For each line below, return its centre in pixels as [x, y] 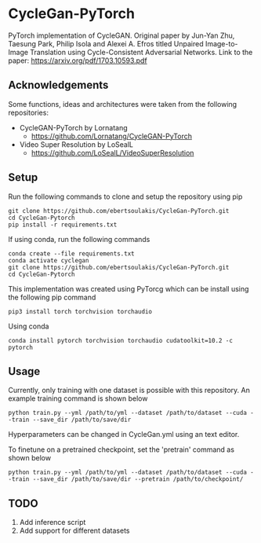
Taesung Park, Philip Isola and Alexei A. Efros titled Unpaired [106, 43]
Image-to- [221, 43]
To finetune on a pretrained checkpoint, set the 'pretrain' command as [121, 449]
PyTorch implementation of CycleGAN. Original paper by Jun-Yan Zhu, [121, 35]
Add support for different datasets [74, 530]
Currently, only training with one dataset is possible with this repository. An [129, 391]
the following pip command [52, 297]
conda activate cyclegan [49, 260]
